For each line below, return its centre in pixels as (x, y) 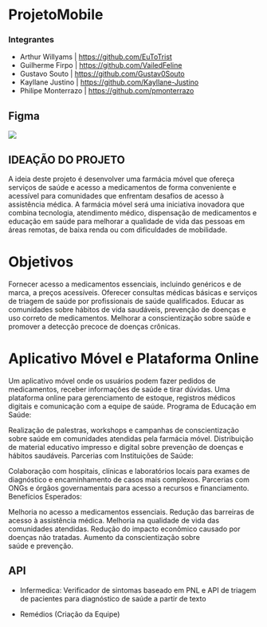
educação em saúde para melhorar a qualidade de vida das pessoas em (127, 222)
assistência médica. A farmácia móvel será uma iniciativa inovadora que (126, 204)
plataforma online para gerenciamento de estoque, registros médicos (122, 397)
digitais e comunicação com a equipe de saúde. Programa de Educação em (132, 406)
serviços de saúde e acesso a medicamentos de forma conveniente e (122, 187)
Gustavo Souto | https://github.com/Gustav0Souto (102, 74)
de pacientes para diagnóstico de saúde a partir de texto (113, 598)
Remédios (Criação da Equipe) (70, 614)
